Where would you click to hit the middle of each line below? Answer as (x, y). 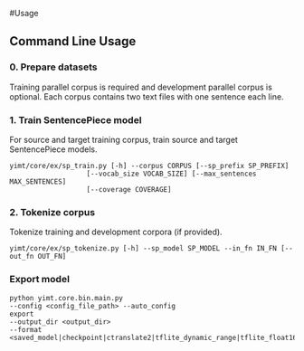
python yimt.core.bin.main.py (66, 298)
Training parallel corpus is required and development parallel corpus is (141, 87)
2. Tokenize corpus (52, 212)
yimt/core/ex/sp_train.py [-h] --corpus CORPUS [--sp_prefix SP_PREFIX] (149, 166)
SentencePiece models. (53, 149)
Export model (40, 280)
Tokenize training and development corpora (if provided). (116, 232)
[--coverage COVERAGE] (129, 189)
